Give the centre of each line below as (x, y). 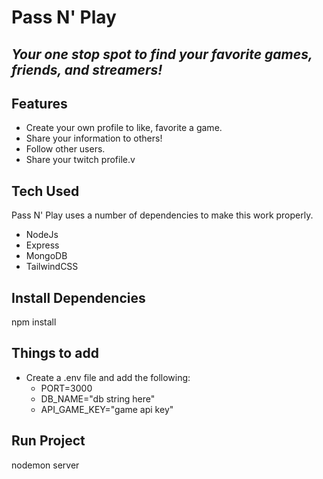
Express (42, 245)
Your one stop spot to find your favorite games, (162, 54)
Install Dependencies (78, 297)
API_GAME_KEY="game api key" (107, 409)
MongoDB (46, 256)
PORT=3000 (66, 388)
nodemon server (45, 465)
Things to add (55, 353)
